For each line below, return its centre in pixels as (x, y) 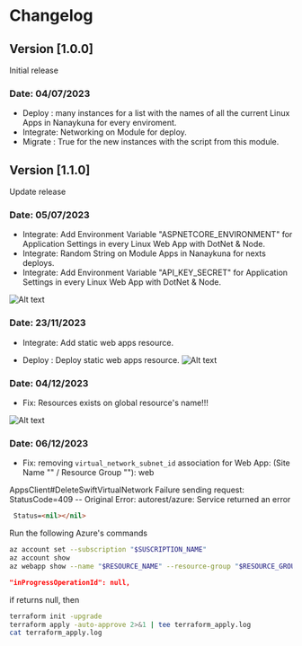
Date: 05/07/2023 (49, 215)
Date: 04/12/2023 (49, 383)
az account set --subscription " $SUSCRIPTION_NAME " (108, 550)
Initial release (34, 70)
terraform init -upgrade (56, 616)
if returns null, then (44, 599)
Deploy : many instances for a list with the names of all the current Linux (156, 113)
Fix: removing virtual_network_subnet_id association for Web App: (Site (156, 463)
